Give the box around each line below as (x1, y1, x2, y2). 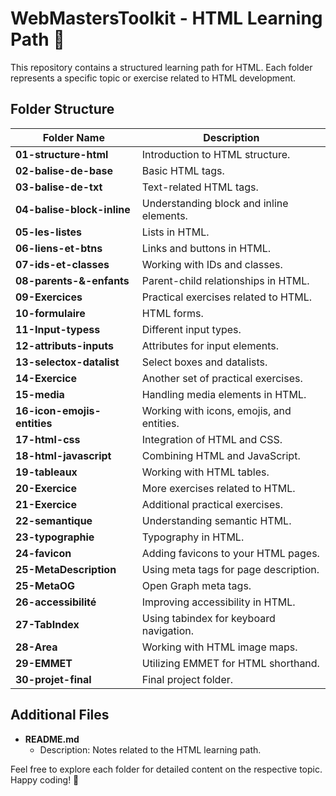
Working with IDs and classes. (141, 257, 283, 271)
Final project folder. (141, 672, 234, 686)
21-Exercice (15, 497, 78, 511)
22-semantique (15, 513, 93, 527)
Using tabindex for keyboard (141, 611, 276, 625)
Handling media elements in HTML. (141, 387, 307, 401)
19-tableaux (15, 465, 78, 479)
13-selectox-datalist (15, 355, 120, 369)
